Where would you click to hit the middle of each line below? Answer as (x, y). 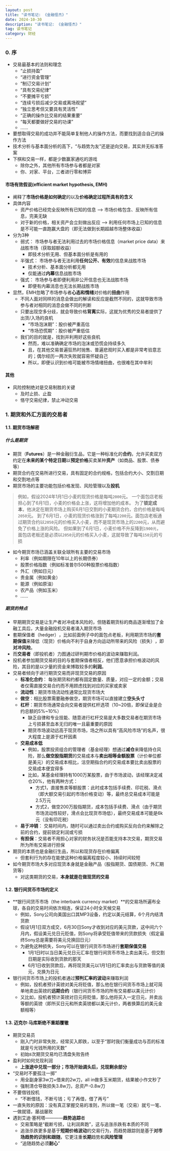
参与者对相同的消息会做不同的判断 (56, 305)
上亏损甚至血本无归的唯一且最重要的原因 (70, 724)
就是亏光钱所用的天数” (43, 1048)
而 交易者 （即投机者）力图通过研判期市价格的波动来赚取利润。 (77, 654)
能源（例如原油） (38, 584)
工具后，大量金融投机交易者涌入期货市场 (59, 628)
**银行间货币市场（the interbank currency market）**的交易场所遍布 (84, 902)
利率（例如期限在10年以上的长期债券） (60, 558)
